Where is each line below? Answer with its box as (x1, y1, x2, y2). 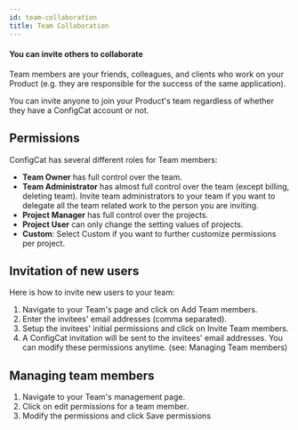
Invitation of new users (9, 264, 140, 279)
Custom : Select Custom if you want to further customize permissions (21, 228, 277, 239)
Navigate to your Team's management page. (21, 392, 185, 402)
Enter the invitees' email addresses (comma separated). (21, 313, 227, 325)
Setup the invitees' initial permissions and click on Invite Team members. (21, 323, 289, 334)
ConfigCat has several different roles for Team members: (9, 154, 218, 165)
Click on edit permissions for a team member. (21, 402, 189, 412)
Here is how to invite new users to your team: (9, 287, 175, 298)
